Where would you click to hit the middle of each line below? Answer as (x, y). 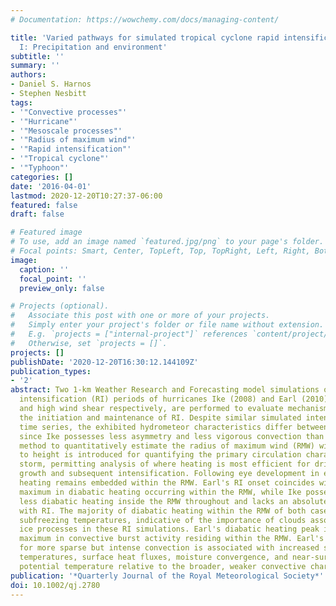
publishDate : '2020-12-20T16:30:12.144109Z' (104, 362)
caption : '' (44, 269)
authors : (28, 75)
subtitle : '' (37, 56)
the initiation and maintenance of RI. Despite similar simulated (160, 417)
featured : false (44, 205)
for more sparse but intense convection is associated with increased (169, 548)
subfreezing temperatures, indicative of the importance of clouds (163, 520)
